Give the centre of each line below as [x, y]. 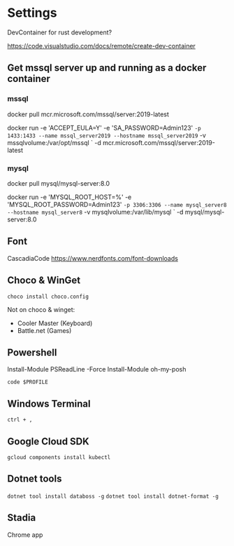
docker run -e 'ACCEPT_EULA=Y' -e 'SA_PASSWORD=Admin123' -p [104, 128]
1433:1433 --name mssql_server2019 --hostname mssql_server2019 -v [107, 135]
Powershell [32, 352]
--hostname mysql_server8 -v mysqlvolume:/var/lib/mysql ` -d [95, 212]
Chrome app [25, 535]
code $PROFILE [28, 382]
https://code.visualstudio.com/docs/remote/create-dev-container [101, 46]
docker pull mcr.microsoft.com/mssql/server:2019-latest [88, 114]
